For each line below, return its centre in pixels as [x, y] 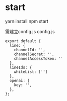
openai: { [20, 80]
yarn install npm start [27, 21]
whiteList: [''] [31, 72]
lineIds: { [21, 67]
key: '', [23, 85]
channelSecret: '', [34, 54]
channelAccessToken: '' [39, 59]
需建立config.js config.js [30, 31]
